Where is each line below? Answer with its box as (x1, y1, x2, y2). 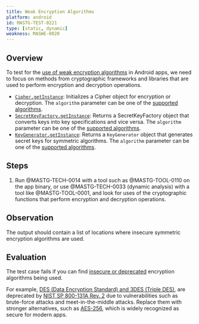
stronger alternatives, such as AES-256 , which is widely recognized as (6, 305, 179, 312)
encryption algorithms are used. (6, 235, 85, 242)
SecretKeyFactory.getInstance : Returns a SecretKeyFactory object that (14, 111, 189, 119)
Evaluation (6, 252, 46, 262)
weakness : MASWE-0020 (6, 31, 60, 37)
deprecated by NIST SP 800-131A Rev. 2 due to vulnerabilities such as (6, 292, 178, 300)
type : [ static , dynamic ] (6, 25, 68, 32)
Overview (6, 53, 43, 63)
